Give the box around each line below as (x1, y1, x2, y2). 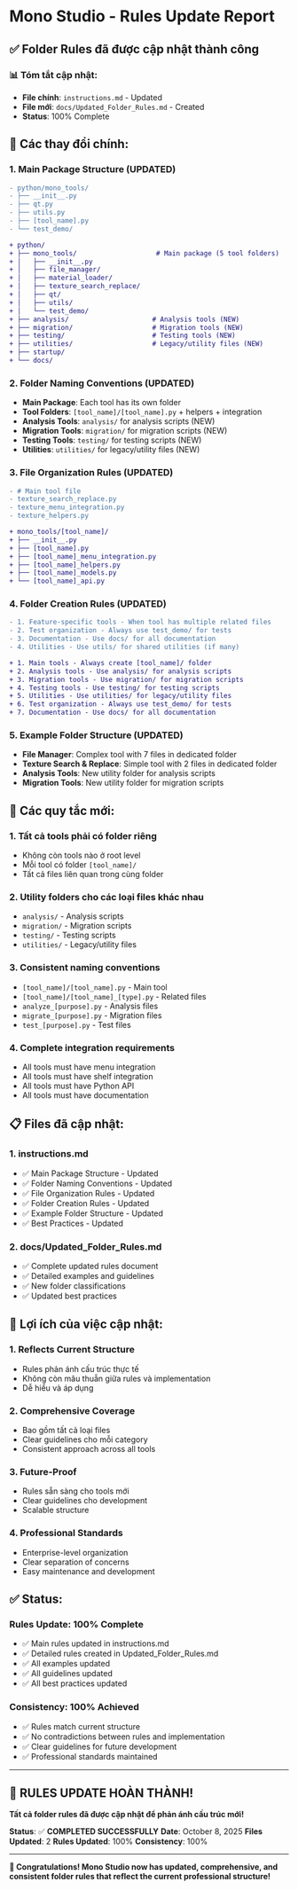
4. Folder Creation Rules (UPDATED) (9, 598, 167, 610)
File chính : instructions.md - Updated (21, 91, 162, 103)
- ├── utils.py (9, 208, 66, 217)
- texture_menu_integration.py (9, 503, 125, 512)
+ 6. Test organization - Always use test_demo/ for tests (9, 700, 232, 709)
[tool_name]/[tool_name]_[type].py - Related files (21, 991, 207, 1001)
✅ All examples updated (21, 1659, 111, 1669)
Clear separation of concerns (21, 1557, 130, 1567)
